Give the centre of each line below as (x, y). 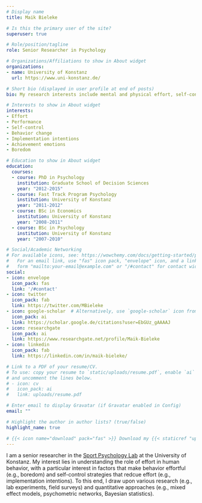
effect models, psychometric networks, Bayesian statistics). (80, 494)
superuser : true (26, 34)
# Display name (25, 12)
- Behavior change (29, 133)
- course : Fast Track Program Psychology (64, 194)
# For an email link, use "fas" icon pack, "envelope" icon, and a (95, 261)
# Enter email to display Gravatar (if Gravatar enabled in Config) (94, 406)
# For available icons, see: (43, 255)
